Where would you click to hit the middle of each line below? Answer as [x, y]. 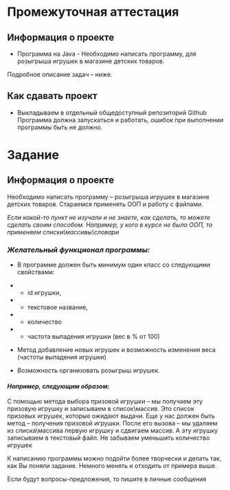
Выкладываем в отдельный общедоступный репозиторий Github [112, 112]
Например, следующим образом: [58, 386]
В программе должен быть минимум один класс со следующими [114, 265]
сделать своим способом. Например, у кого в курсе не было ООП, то [110, 225]
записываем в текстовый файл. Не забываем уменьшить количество [108, 438]
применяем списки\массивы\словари [63, 232]
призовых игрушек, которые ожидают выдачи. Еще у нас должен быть [111, 416]
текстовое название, [57, 307]
